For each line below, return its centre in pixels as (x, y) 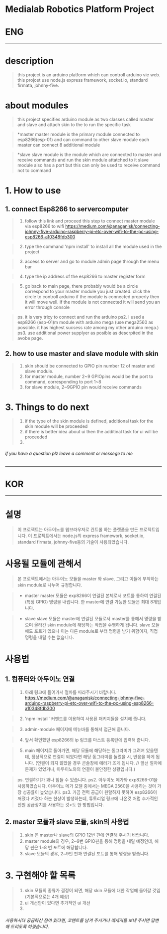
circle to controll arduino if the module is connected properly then (92, 297)
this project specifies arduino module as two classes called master (85, 119)
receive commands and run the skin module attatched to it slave (83, 160)
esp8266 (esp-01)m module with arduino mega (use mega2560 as (85, 322)
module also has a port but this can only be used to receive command (89, 165)
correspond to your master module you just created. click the (87, 291)
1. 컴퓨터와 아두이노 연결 (40, 679)
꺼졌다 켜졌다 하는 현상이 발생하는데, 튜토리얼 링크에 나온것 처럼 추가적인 (87, 798)
